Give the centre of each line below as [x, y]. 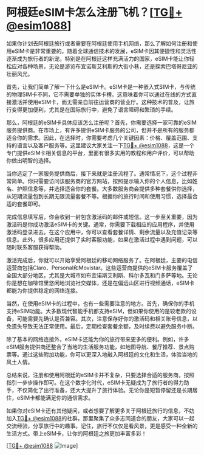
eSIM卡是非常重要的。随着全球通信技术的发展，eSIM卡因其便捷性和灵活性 [104, 51]
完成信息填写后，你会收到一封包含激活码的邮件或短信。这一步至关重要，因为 [102, 217]
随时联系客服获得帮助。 [36, 247]
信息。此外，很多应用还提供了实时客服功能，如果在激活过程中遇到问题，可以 [102, 239]
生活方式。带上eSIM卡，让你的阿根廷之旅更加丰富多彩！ [76, 433]
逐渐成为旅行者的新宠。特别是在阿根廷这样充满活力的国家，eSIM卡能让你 [98, 58]
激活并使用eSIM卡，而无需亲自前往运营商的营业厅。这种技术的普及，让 [100, 102]
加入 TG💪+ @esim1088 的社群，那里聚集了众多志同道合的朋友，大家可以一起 [100, 418]
